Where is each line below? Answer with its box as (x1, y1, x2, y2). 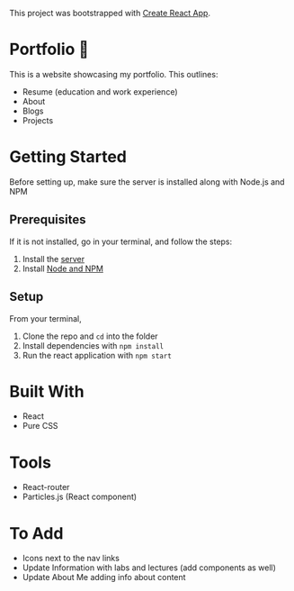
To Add (9, 523, 64, 543)
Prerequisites (9, 212, 86, 228)
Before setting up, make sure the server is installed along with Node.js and (9, 176, 285, 187)
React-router (22, 482, 70, 493)
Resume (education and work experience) (22, 86, 178, 97)
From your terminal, (9, 313, 83, 323)
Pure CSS (22, 421, 58, 432)
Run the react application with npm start (22, 350, 173, 360)
